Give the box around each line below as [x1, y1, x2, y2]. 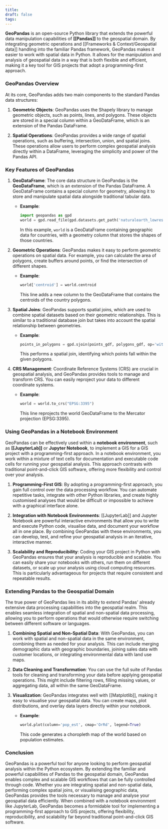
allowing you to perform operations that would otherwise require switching [5, 615, 159, 621]
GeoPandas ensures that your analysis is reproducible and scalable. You [12, 554, 161, 560]
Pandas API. [12, 153, 38, 159]
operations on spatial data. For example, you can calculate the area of [12, 252, 156, 258]
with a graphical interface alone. [12, 502, 79, 509]
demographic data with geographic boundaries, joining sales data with [12, 646, 158, 652]
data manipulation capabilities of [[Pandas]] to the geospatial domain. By [5, 36, 156, 42]
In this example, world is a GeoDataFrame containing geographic [19, 227, 153, 233]
